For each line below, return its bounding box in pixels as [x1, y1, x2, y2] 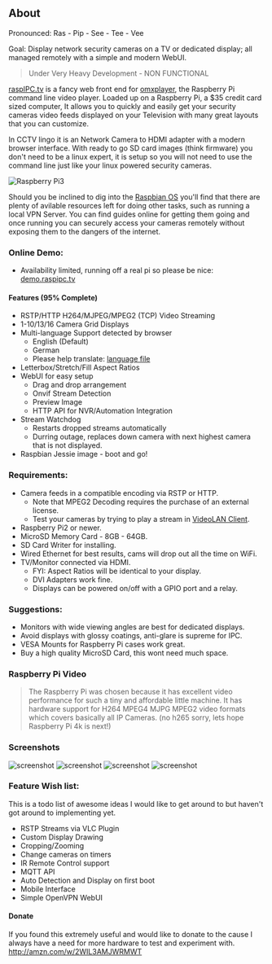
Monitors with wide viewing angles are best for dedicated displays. [20, 622, 245, 632]
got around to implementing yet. [8, 808, 116, 817]
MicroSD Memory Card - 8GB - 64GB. [20, 531, 148, 541]
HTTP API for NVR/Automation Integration [32, 406, 173, 416]
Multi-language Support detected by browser [20, 328, 173, 338]
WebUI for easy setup [20, 371, 94, 381]
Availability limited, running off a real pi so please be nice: [20, 265, 214, 275]
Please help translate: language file [32, 354, 151, 364]
